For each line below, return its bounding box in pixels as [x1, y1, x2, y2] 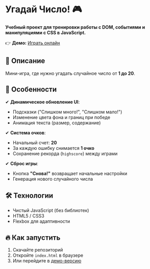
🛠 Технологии [5, 191, 54, 200]
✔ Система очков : [5, 129, 46, 136]
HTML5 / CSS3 [12, 213, 44, 219]
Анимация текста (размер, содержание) [12, 120, 101, 126]
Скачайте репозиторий [12, 247, 63, 253]
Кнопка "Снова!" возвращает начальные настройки [12, 170, 128, 177]
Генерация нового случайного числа [12, 176, 93, 182]
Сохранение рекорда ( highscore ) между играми [12, 150, 118, 157]
